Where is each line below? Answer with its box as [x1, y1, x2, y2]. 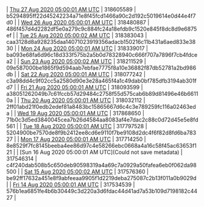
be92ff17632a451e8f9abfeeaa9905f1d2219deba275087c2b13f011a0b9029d [6, 175, 197, 181]
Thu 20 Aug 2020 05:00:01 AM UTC [20, 96, 111, 104]
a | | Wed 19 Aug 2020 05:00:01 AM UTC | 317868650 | [6, 110, 145, 117]
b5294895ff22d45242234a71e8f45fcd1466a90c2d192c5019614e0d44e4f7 [6, 12, 196, 20]
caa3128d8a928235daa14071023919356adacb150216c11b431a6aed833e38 [6, 38, 196, 45]
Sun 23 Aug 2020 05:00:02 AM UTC [20, 58, 112, 65]
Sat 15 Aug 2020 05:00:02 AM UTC [24, 168, 113, 175]
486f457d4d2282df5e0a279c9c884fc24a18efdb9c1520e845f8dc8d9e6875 [6, 25, 197, 32]
